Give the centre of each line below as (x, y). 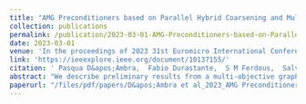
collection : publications (58, 26)
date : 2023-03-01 (42, 43)
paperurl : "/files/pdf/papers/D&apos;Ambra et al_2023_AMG (124, 85)
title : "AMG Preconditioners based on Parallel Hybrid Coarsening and (146, 18)
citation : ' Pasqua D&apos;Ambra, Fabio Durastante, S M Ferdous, (142, 69)
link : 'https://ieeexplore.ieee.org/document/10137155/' (120, 60)
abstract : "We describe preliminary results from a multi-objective (142, 77)
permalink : (30, 34)
